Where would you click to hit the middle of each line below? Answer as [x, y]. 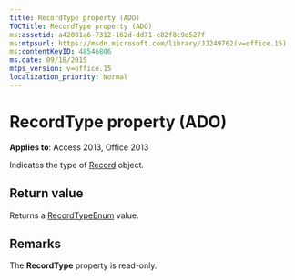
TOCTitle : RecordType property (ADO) [81, 26]
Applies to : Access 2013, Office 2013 [79, 147]
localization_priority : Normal [69, 77]
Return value [46, 193]
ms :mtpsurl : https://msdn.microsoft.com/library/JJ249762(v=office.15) [148, 43]
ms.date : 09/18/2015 [49, 60]
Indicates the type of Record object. [76, 165]
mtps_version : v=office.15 [61, 69]
